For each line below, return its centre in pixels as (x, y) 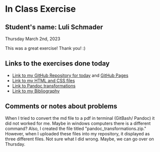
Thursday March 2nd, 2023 (33, 39)
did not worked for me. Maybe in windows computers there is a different (78, 123)
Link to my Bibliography (36, 91)
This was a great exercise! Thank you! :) (45, 48)
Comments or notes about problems (61, 106)
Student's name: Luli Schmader (54, 27)
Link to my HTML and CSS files (43, 80)
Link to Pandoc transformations (44, 86)
